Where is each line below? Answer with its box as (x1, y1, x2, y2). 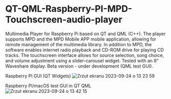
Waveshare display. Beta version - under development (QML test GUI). (5, 63, 153, 69)
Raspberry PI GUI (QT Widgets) (5, 73, 71, 79)
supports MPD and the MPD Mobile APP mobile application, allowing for (5, 36, 157, 42)
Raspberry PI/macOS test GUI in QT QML (5, 82, 91, 89)
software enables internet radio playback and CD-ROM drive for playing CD (5, 47, 164, 53)
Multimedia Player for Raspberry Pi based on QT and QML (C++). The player (5, 30, 166, 37)
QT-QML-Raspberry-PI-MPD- (5, 3, 133, 15)
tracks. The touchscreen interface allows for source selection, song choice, (5, 52, 164, 58)
